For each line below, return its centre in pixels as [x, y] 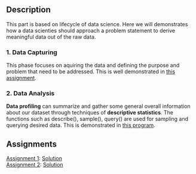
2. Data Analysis [30, 94]
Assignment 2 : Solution [35, 165]
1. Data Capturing [32, 52]
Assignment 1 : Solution [34, 159]
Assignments [32, 144]
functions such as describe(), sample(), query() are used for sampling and [97, 119]
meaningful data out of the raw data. [51, 37]
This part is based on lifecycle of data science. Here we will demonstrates [97, 24]
